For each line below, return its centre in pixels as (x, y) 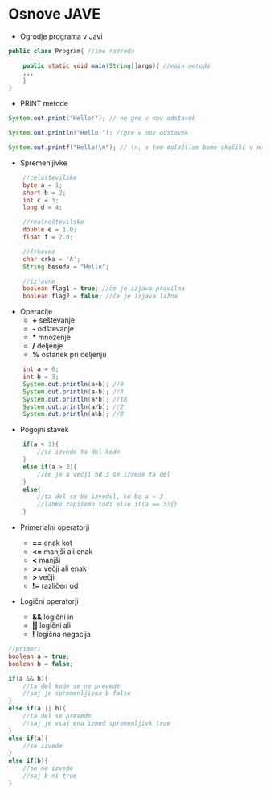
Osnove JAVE (55, 14)
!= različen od (55, 586)
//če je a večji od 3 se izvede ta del (104, 474)
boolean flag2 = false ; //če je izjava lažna (100, 296)
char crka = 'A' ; (52, 259)
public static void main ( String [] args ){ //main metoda (117, 65)
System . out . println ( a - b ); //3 (74, 392)
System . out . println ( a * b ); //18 (75, 399)
